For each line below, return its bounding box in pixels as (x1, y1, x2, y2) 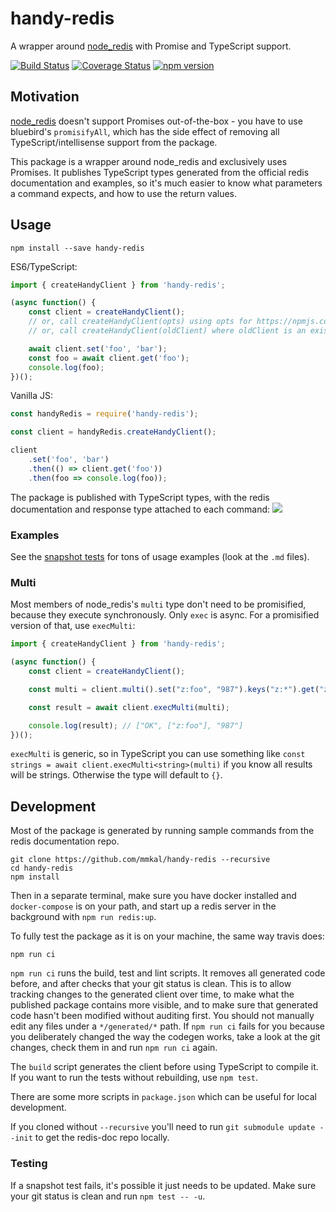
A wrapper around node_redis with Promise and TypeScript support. (10, 40, 292, 52)
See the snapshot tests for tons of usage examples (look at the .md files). (10, 550, 310, 562)
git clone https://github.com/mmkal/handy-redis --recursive (10, 855, 271, 865)
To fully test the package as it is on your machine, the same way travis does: (10, 930, 325, 942)
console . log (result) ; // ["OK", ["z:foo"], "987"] (28, 720, 244, 731)
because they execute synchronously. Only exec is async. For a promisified (10, 609, 320, 621)
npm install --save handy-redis (10, 243, 145, 253)
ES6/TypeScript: (10, 260, 78, 272)
